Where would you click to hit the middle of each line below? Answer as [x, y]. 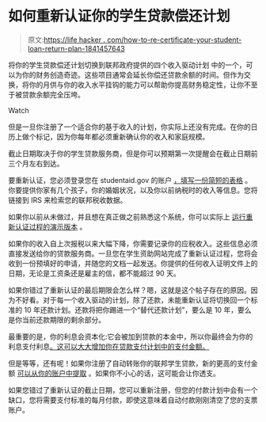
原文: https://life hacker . [66, 40]
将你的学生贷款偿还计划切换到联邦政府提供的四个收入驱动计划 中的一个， [127, 65]
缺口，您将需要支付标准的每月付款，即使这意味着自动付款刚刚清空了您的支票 [133, 400]
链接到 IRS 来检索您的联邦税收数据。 [68, 200]
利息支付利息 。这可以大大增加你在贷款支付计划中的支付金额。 [109, 346]
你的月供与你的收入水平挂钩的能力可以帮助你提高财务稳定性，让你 [136, 85]
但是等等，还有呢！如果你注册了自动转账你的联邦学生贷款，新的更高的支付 [129, 363]
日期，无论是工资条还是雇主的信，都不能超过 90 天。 [94, 273]
